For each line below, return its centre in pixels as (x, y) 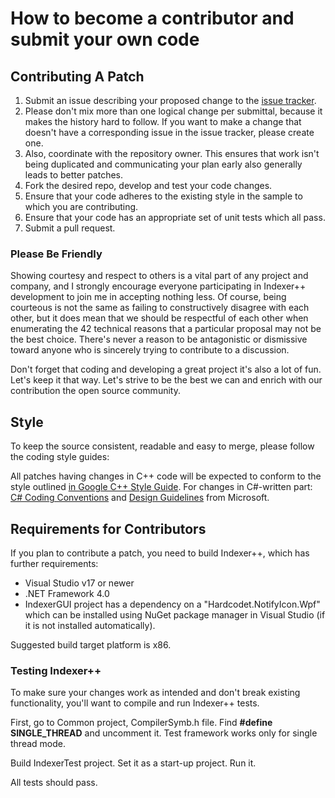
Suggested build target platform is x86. (91, 644)
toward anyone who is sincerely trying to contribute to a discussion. (150, 350)
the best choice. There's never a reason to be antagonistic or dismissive (159, 339)
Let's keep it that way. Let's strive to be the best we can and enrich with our (166, 380)
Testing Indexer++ (56, 670)
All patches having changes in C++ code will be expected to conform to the (166, 476)
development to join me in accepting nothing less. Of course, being (148, 297)
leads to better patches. (74, 175)
